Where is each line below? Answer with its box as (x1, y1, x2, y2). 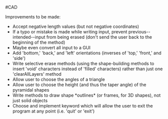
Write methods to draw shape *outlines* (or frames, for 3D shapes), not (12, 92, 161, 98)
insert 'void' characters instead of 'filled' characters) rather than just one (12, 66, 163, 72)
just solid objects (12, 98, 48, 104)
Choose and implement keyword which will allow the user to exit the (12, 103, 153, 109)
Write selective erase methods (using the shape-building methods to (12, 61, 154, 66)
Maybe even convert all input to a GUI (12, 45, 91, 50)
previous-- (128, 29, 150, 34)
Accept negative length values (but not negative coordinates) (12, 23, 139, 29)
